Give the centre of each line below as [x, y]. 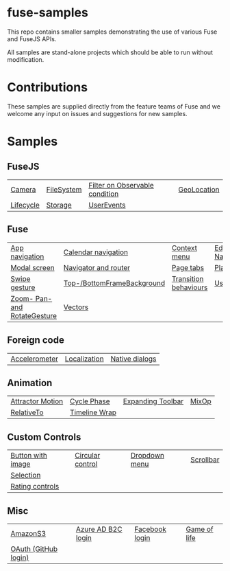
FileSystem [64, 189]
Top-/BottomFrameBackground [114, 283]
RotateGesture [34, 315]
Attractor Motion [37, 401]
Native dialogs [133, 359]
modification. [26, 59]
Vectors [76, 307]
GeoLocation [199, 189]
